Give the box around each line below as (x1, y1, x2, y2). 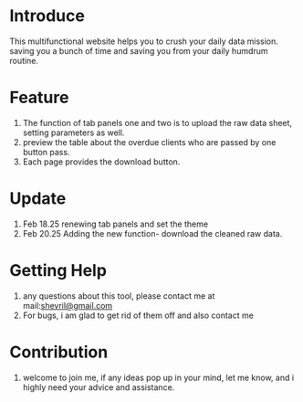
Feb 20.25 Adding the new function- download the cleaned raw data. (22, 227, 283, 238)
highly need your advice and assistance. (22, 381, 175, 393)
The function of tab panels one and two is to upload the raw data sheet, (22, 117, 293, 128)
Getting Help (9, 260, 108, 280)
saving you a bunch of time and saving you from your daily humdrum (9, 45, 268, 56)
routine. (9, 55, 39, 66)
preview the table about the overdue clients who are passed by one (22, 136, 277, 147)
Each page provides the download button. (22, 156, 181, 167)
